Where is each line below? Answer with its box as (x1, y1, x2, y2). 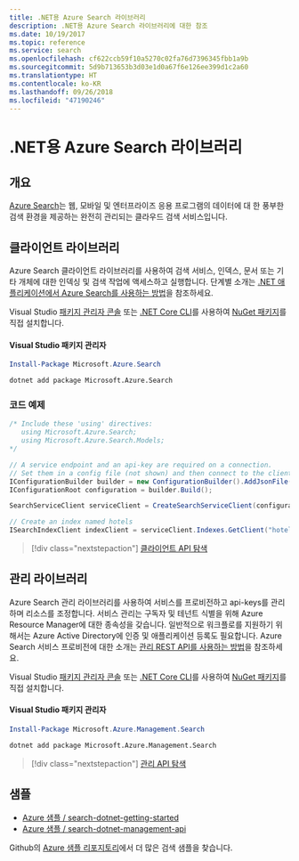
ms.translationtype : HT (9, 71, 98, 80)
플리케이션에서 (9, 288, 61, 298)
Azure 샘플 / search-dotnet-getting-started (21, 812, 180, 823)
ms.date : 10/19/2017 (9, 29, 86, 38)
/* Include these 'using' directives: (9, 419, 153, 428)
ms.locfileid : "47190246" (9, 95, 105, 105)
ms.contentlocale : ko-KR (9, 79, 101, 88)
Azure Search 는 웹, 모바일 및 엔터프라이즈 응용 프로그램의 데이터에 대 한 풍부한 (9, 200, 285, 211)
